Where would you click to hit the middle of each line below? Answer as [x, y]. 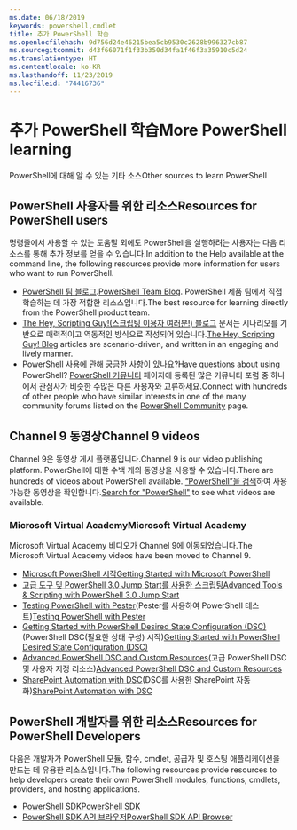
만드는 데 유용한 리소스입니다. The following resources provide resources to [143, 770]
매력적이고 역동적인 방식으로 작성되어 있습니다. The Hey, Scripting [160, 335]
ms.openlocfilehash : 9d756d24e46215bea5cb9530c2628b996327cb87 [129, 42]
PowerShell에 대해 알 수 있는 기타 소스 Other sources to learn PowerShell [138, 175]
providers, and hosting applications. [74, 789]
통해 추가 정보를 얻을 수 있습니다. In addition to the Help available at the [158, 254]
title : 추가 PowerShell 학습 [59, 34]
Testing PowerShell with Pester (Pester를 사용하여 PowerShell [133, 605]
